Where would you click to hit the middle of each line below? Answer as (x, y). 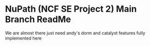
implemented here (23, 38)
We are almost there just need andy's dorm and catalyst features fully (75, 33)
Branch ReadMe (38, 19)
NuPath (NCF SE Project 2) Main (71, 9)
